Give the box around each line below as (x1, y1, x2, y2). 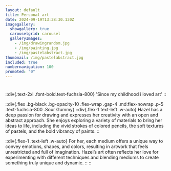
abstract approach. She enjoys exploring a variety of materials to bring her (5, 117, 163, 124)
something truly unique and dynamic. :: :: (5, 160, 92, 166)
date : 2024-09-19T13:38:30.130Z (5, 17, 74, 22)
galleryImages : (10, 36, 42, 41)
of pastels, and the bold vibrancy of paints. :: (5, 128, 100, 134)
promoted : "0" (5, 69, 36, 75)
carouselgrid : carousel (10, 31, 60, 36)
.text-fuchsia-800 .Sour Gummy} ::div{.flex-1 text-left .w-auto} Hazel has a (5, 107, 163, 113)
